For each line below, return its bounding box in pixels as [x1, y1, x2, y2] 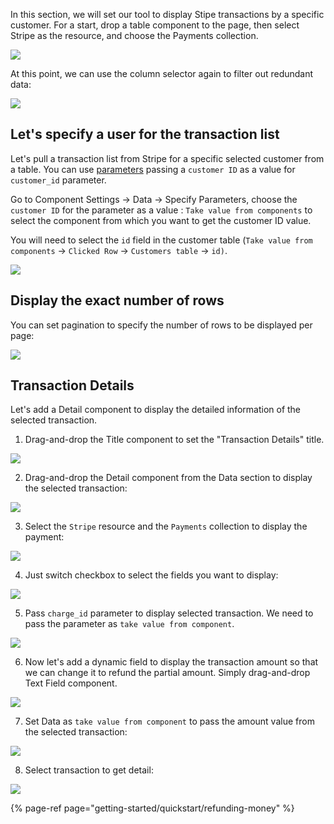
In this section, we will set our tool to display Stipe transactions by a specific [10, 9, 325, 20]
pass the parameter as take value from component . [24, 618, 235, 630]
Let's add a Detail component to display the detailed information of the [10, 404, 302, 416]
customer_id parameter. [10, 174, 107, 186]
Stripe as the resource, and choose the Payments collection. [10, 30, 259, 41]
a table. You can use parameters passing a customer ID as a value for [10, 163, 296, 175]
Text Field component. [24, 677, 118, 689]
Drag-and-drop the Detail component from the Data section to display [24, 472, 313, 484]
